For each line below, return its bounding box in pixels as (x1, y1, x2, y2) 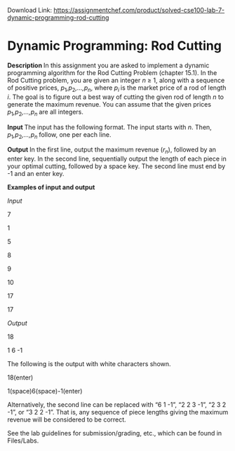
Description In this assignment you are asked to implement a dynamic (7, 61, 210, 69)
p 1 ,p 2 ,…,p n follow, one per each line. (7, 130, 112, 140)
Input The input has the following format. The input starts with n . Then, (7, 123, 212, 131)
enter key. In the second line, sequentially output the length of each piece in (7, 154, 227, 163)
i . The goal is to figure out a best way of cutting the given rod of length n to (7, 93, 224, 101)
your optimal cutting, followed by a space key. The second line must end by (7, 162, 226, 170)
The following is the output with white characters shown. (7, 360, 171, 368)
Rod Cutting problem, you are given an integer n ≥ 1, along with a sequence (7, 76, 225, 84)
